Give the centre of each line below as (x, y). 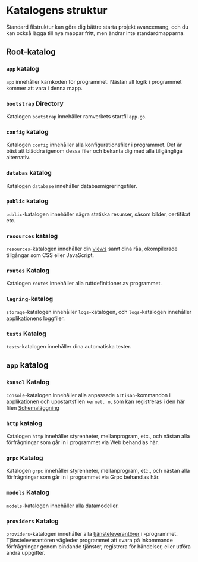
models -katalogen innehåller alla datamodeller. (62, 506)
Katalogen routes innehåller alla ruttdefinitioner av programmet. (84, 284)
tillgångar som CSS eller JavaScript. (50, 255)
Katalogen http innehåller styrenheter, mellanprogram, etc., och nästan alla (98, 436)
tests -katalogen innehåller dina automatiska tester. (69, 346)
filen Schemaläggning (33, 407)
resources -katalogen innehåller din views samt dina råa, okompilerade (92, 249)
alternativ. (18, 158)
